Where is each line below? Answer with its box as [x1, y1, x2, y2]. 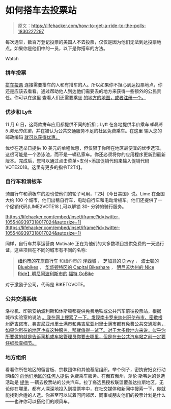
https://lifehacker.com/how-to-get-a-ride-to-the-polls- [31, 22, 147, 29]
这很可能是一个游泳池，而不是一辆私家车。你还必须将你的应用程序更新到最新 [5, 151, 166, 157]
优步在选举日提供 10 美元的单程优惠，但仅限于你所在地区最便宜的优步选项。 [5, 145, 164, 151]
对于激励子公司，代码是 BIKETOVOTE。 [5, 281, 88, 287]
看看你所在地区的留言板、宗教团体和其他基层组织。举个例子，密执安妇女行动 [5, 367, 166, 373]
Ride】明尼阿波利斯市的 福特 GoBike [17, 270, 94, 277]
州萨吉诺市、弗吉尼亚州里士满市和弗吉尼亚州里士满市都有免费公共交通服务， [5, 321, 166, 327]
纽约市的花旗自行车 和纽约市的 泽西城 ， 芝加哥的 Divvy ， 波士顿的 [17, 258, 159, 264]
